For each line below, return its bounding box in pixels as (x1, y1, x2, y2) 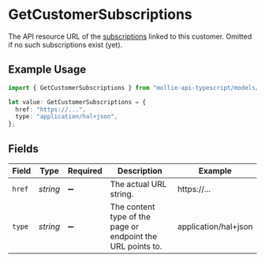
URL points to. (110, 241, 162, 252)
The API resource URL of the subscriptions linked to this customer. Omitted (8, 32, 252, 41)
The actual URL (110, 178, 167, 189)
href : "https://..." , (15, 105, 87, 114)
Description (117, 165, 163, 176)
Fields (8, 142, 39, 155)
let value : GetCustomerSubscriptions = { (8, 98, 147, 106)
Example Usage (8, 63, 87, 77)
